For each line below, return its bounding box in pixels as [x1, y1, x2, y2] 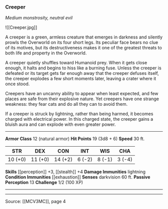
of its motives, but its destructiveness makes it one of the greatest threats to [5, 45, 162, 51]
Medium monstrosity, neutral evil [5, 15, 73, 21]
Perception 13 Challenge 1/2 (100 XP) [5, 180, 83, 186]
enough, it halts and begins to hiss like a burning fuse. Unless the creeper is [5, 65, 161, 71]
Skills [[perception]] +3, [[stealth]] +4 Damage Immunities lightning [5, 169, 146, 175]
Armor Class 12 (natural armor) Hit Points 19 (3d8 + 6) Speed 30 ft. [5, 136, 145, 142]
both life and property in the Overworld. [5, 50, 87, 56]
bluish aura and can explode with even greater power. [5, 121, 116, 128]
